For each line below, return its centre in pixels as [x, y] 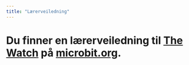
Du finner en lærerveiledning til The [94, 40]
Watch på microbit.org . [64, 53]
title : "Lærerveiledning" [38, 11]
